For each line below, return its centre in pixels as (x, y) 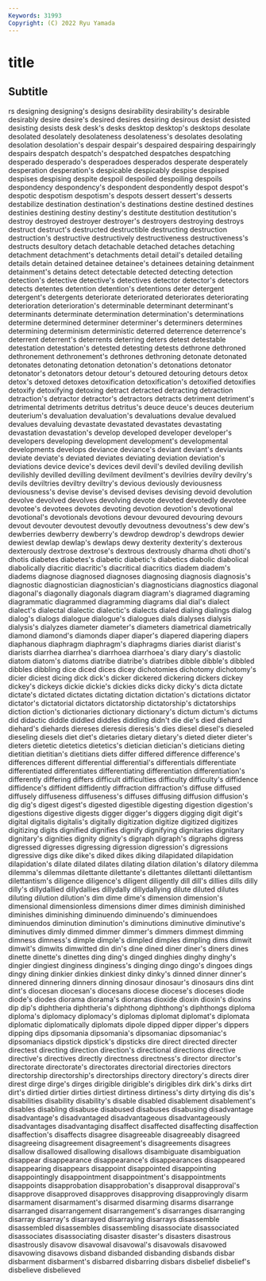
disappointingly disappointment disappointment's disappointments (117, 1177)
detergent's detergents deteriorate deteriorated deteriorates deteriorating (128, 297)
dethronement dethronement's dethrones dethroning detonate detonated (128, 356)
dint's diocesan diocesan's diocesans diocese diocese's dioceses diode (126, 990)
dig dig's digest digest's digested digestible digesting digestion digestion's (131, 804)
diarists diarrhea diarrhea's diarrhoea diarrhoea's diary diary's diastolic (125, 652)
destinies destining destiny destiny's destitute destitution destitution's (122, 213)
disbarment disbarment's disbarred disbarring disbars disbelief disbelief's (129, 1261)
